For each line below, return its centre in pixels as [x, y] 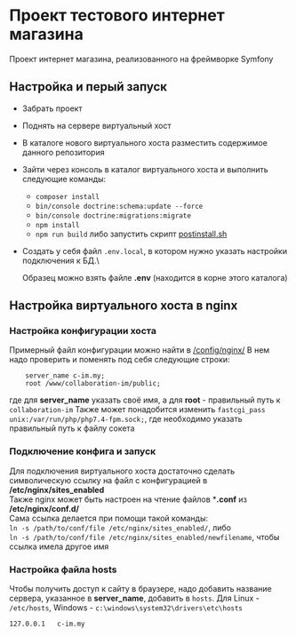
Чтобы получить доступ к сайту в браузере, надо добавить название [141, 589]
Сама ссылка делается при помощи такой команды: [109, 518]
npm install [57, 225]
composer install [68, 196]
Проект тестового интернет [117, 16]
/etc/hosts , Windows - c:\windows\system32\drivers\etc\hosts [126, 608]
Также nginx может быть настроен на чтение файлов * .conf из [128, 499]
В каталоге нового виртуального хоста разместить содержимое [145, 142]
